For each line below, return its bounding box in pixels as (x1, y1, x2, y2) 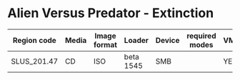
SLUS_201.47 (11, 56, 59, 66)
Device (155, 35, 180, 45)
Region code (12, 35, 57, 45)
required (186, 31, 216, 41)
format (94, 39, 118, 49)
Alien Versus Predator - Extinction (7, 5, 214, 21)
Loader (124, 35, 149, 45)
